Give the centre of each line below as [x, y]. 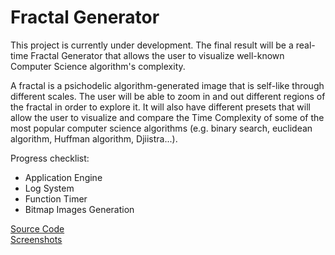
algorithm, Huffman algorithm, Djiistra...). [94, 138]
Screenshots [36, 239]
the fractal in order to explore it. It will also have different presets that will [160, 107]
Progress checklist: [50, 158]
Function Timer [56, 198]
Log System [49, 188]
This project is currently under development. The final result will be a [152, 45]
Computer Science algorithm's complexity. [98, 66]
